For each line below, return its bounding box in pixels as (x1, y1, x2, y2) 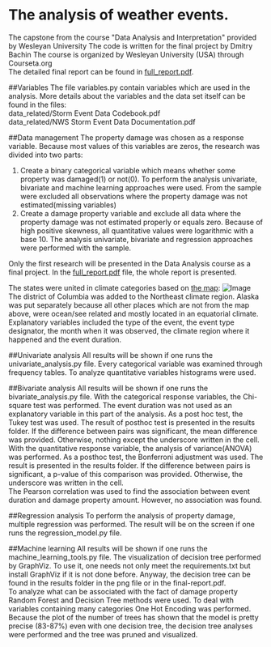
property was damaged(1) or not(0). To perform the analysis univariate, (19, 174, 257, 184)
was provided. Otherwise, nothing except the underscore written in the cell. (8, 435, 260, 445)
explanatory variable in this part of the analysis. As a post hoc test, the (8, 409, 243, 419)
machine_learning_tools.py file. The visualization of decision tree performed (8, 552, 261, 562)
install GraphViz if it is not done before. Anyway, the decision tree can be (8, 569, 251, 579)
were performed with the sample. (19, 243, 132, 253)
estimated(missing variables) (19, 200, 117, 210)
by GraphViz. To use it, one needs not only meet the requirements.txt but (8, 560, 251, 570)
